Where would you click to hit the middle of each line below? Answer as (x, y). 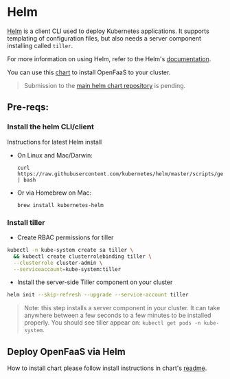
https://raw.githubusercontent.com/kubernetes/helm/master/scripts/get (122, 174)
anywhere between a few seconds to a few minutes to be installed (117, 315)
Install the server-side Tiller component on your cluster (95, 282)
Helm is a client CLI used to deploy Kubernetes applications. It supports (108, 31)
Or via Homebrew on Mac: (54, 193)
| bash (26, 180)
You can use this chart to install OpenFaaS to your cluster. (89, 72)
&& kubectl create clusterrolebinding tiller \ (83, 256)
